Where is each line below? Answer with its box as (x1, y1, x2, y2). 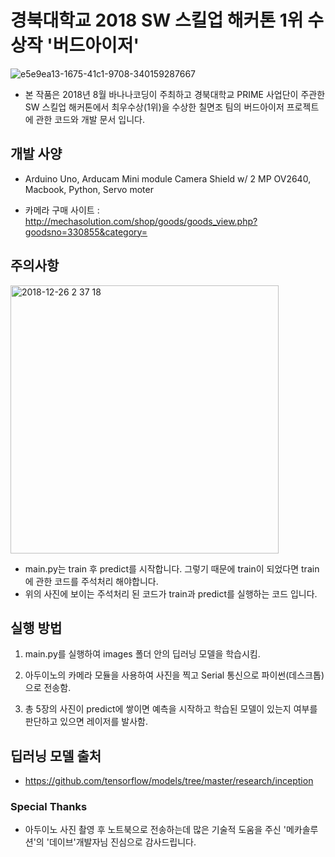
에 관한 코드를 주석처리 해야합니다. (24, 575, 159, 587)
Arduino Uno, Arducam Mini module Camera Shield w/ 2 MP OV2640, (24, 172, 312, 185)
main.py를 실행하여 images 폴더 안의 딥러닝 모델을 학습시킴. (24, 648, 261, 660)
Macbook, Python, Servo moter (24, 183, 154, 195)
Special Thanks (10, 800, 88, 814)
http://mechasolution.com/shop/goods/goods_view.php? (24, 215, 258, 227)
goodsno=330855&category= (24, 226, 148, 238)
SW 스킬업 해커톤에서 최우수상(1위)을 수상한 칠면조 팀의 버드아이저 (24, 101, 285, 113)
